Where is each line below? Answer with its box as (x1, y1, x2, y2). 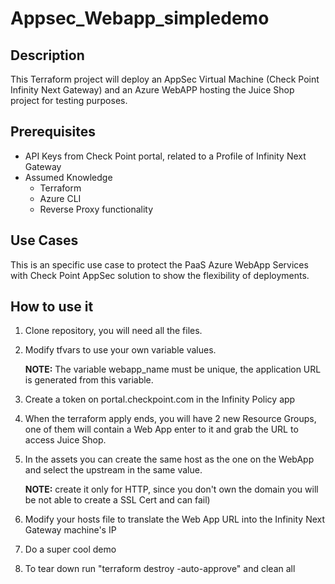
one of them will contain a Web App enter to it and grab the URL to (24, 423, 299, 436)
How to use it (10, 298, 94, 316)
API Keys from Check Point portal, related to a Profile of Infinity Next (24, 150, 307, 162)
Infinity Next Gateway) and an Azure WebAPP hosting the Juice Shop (10, 84, 295, 96)
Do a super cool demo (24, 543, 117, 556)
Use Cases (10, 232, 79, 249)
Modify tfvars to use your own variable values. (24, 344, 217, 356)
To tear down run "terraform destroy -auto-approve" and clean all (24, 563, 296, 575)
